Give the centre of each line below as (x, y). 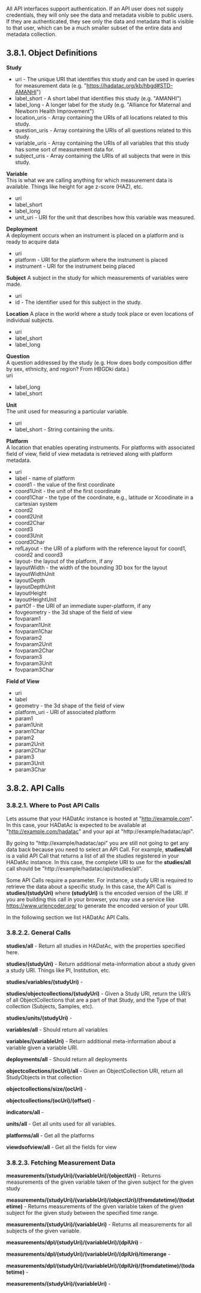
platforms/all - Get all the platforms (50, 1135)
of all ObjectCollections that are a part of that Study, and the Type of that (96, 1000)
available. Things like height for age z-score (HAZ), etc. (75, 186)
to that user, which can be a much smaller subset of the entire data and (94, 28)
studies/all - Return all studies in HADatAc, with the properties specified (96, 946)
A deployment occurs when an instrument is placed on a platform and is (95, 235)
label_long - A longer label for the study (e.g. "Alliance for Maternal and (103, 104)
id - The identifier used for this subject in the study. (78, 302)
